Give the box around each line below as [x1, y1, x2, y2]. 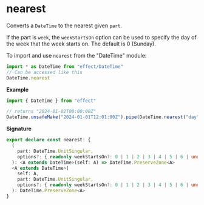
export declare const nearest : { [6, 137, 91, 143]
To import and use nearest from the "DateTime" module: [6, 52, 147, 59]
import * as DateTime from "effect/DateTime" [6, 63, 123, 70]
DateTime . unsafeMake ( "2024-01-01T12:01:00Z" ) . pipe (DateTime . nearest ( [6, 114, 186, 120]
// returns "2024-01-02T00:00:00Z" [6, 109, 97, 115]
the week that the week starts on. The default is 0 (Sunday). [6, 40, 156, 47]
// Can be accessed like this [6, 69, 83, 75]
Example [6, 86, 29, 93]
